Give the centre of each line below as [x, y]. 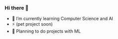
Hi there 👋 [17, 8]
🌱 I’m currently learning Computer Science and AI [62, 19]
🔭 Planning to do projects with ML [46, 31]
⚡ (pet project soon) [32, 24]
